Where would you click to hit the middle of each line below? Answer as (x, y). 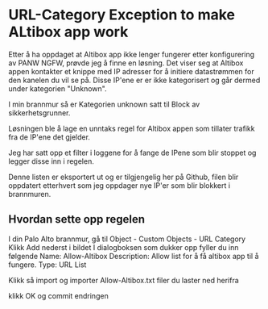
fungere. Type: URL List (47, 265)
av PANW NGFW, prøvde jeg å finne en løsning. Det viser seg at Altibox (126, 63)
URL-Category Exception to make (122, 15)
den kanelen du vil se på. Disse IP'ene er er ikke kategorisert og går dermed (134, 80)
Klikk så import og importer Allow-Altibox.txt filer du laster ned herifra (124, 280)
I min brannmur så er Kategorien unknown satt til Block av (104, 104)
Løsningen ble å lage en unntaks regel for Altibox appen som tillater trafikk (132, 128)
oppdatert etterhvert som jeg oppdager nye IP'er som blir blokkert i (120, 185)
